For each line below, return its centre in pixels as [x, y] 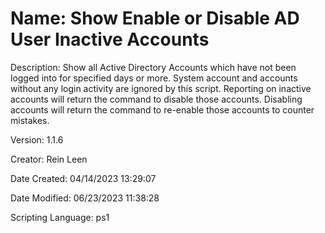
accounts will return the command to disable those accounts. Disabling [156, 99]
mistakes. [30, 120]
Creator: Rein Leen [49, 159]
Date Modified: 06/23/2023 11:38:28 [85, 198]
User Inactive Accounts [110, 39]
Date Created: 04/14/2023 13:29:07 [83, 178]
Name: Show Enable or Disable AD [155, 18]
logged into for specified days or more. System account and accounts [154, 78]
